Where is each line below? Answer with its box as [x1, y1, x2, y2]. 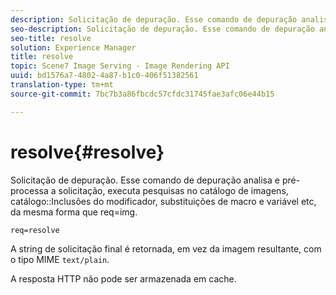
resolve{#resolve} [10, 141, 165, 163]
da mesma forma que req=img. [10, 206, 138, 218]
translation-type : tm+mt [10, 80, 114, 90]
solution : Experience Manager [10, 42, 137, 53]
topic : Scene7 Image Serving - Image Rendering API [10, 61, 230, 71]
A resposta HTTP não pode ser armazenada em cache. [10, 272, 237, 285]
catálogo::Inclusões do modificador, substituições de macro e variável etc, [10, 195, 317, 207]
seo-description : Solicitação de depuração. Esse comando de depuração [10, 24, 315, 34]
